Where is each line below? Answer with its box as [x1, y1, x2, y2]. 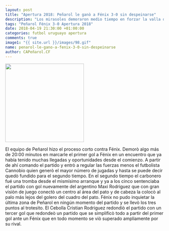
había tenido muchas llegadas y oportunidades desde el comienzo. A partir [5, 157, 161, 163]
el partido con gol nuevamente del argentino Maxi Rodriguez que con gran [5, 183, 159, 189]
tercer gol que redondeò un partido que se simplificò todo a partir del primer [5, 210, 163, 216]
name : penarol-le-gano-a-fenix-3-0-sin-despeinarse [5, 45, 116, 50]
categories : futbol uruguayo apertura [5, 31, 87, 36]
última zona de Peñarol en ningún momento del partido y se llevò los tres [5, 199, 156, 205]
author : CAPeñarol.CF [5, 49, 51, 54]
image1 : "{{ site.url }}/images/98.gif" [5, 40, 92, 45]
